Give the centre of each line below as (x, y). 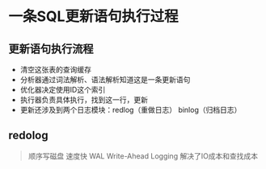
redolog (28, 136)
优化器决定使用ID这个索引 (63, 90)
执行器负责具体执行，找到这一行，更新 (84, 100)
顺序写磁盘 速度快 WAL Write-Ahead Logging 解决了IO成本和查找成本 (143, 156)
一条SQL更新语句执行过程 (93, 16)
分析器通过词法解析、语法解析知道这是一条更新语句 (105, 80)
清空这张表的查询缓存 (55, 70)
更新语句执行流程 (51, 49)
